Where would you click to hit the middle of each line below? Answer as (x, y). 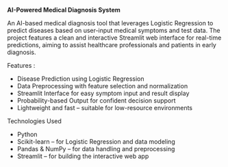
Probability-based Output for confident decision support (96, 101)
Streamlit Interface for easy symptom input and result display (103, 93)
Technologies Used (34, 121)
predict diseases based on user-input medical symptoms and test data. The (114, 30)
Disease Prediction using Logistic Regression (81, 79)
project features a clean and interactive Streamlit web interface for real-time (114, 38)
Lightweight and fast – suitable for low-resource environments (105, 108)
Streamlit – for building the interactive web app (83, 156)
